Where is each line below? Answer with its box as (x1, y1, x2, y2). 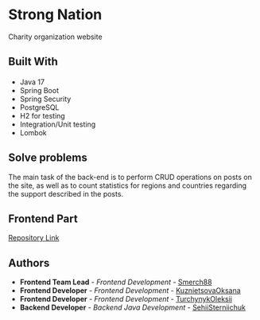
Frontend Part (8, 212, 78, 225)
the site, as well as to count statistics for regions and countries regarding (8, 181, 247, 190)
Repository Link (8, 233, 60, 243)
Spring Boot (19, 85, 60, 95)
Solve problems (8, 151, 87, 165)
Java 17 (19, 77, 45, 87)
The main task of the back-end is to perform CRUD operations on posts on (8, 172, 253, 181)
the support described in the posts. (8, 189, 124, 198)
